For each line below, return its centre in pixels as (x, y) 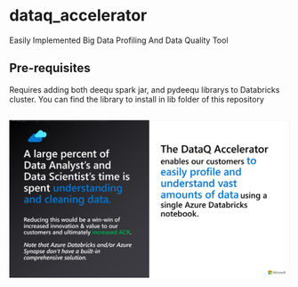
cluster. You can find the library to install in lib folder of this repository (137, 99)
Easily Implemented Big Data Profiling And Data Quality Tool (119, 40)
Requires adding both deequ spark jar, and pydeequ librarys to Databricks (145, 89)
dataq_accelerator (78, 16)
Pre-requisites (50, 68)
